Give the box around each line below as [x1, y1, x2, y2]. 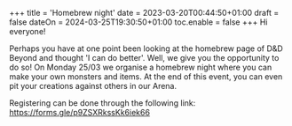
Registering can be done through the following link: [9, 98, 196, 108]
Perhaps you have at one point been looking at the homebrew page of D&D [9, 43, 284, 54]
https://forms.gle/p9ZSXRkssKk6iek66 [9, 107, 151, 117]
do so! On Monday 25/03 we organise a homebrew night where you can [9, 62, 272, 72]
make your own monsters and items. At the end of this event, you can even [9, 71, 283, 82]
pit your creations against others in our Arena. [9, 81, 178, 91]
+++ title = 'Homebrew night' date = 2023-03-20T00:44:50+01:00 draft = [9, 8, 280, 18]
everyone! [9, 26, 46, 36]
